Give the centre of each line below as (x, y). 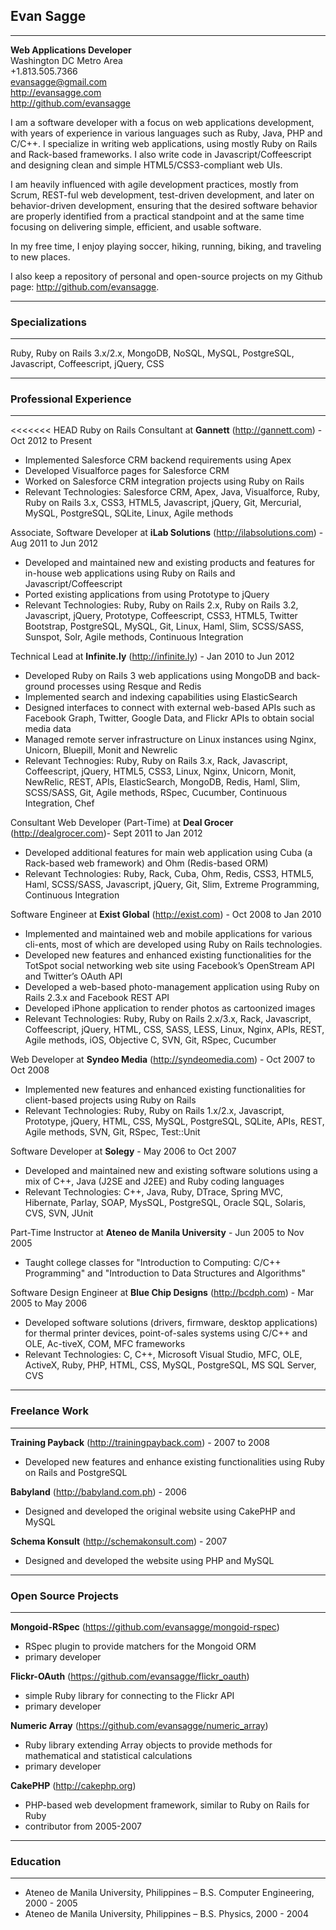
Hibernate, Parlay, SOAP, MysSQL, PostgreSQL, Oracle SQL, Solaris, (165, 1203)
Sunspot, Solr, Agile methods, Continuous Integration (134, 637)
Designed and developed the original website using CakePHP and (160, 1511)
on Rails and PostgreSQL (76, 1472)
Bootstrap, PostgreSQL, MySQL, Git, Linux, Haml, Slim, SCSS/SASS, (164, 626)
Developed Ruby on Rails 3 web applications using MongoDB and (159, 676)
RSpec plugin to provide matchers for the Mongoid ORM (140, 1646)
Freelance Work (49, 1411)
